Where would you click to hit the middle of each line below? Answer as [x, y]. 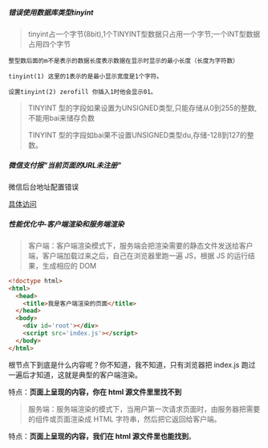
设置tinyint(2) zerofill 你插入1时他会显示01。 [83, 92]
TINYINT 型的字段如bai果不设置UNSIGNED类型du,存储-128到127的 [137, 135]
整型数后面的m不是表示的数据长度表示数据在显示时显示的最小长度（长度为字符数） [124, 60]
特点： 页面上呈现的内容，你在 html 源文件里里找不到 [95, 392]
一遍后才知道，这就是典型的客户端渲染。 [75, 375]
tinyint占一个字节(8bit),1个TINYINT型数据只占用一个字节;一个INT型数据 [144, 34]
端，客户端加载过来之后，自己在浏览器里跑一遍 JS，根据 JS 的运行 [138, 255]
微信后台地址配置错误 [43, 187]
